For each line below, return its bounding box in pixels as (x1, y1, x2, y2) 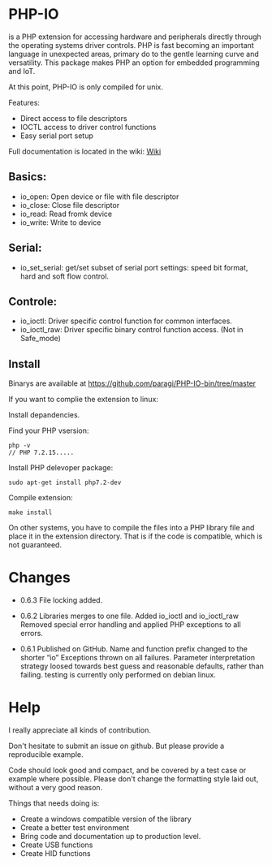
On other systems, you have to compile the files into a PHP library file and (8, 523, 255, 533)
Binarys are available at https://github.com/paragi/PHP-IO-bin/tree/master (8, 378, 257, 388)
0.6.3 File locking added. (19, 595, 103, 605)
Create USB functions (19, 840, 93, 850)
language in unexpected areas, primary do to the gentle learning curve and (8, 49, 260, 58)
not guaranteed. (8, 540, 63, 550)
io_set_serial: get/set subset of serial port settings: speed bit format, (19, 262, 248, 272)
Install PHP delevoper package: (8, 463, 114, 473)
